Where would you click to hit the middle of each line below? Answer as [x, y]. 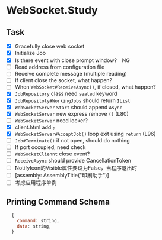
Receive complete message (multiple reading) [71, 74]
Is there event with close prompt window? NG [72, 60]
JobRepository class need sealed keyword [66, 94]
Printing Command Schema [58, 202]
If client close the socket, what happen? [63, 80]
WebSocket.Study [52, 10]
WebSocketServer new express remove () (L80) [72, 113]
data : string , [34, 226]
